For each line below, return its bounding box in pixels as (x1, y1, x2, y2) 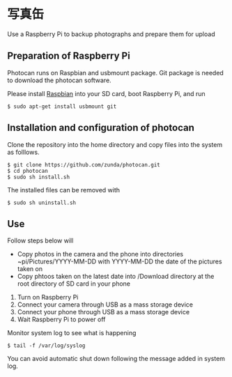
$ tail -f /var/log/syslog (7, 342, 86, 349)
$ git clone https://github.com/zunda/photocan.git (7, 161, 160, 168)
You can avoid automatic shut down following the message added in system (7, 355, 225, 363)
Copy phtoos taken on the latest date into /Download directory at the (17, 272, 215, 281)
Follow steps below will (7, 236, 74, 245)
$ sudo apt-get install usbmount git (7, 102, 117, 110)
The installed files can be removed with (7, 185, 121, 194)
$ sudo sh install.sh (7, 174, 70, 180)
